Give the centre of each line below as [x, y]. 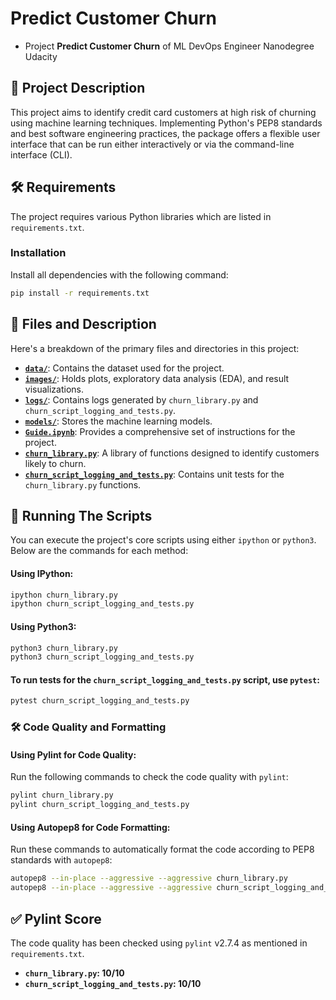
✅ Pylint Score [56, 918]
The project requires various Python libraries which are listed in [141, 216]
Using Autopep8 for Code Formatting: [90, 827]
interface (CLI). [41, 154]
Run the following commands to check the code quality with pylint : [149, 777]
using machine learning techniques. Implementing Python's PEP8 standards [166, 123]
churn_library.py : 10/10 [74, 973]
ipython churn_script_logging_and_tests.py [102, 604]
